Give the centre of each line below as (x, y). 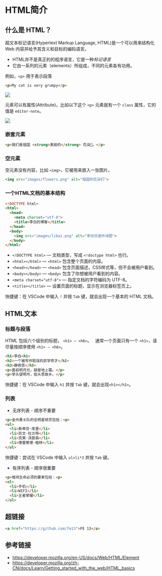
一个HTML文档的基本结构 (35, 193)
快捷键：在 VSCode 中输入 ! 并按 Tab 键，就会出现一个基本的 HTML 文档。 (81, 297)
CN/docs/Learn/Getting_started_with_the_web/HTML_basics (74, 568)
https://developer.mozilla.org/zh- (46, 563)
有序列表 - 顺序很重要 (34, 468)
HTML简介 (26, 10)
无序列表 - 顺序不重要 (34, 410)
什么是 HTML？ (28, 30)
